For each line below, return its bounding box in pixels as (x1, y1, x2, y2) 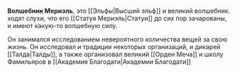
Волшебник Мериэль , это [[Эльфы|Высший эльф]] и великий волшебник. (7, 7, 231, 15)
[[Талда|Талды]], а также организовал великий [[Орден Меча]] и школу (7, 50, 224, 58)
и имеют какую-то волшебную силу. (7, 22, 118, 29)
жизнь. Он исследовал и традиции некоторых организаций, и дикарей (7, 43, 221, 51)
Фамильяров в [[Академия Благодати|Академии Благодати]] (7, 58, 191, 66)
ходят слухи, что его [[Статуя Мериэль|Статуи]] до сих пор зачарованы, (7, 14, 227, 22)
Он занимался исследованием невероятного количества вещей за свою (7, 35, 228, 44)
